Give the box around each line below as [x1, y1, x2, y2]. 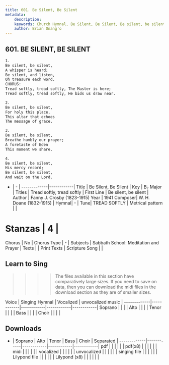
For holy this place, [5, 110, 51, 115]
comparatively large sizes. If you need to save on [55, 278, 157, 284]
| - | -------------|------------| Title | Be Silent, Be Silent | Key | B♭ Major [12, 184, 162, 190]
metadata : [5, 12, 26, 17]
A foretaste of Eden [5, 142, 49, 147]
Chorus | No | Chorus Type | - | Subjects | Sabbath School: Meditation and [5, 240, 159, 245]
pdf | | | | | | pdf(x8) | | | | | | [100, 343, 157, 349]
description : [14, 17, 42, 22]
